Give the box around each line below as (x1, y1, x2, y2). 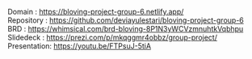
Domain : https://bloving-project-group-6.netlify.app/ (7, 7, 184, 16)
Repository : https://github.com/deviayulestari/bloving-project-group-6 (7, 15, 244, 25)
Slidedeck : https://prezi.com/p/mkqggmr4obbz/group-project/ (7, 32, 217, 42)
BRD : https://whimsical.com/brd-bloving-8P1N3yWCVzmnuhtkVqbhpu (7, 24, 244, 33)
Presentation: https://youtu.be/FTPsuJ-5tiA (7, 41, 151, 51)
